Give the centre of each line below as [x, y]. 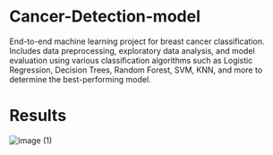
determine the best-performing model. [80, 79]
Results [38, 116]
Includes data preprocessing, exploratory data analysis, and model [132, 50]
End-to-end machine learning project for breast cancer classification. [137, 41]
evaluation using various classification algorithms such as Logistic [131, 60]
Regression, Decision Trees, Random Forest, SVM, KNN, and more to [136, 70]
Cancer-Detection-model [105, 17]
